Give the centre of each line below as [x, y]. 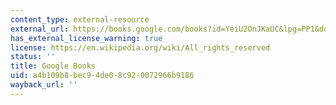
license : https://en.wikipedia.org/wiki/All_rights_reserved [140, 47]
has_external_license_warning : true [86, 38]
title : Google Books [53, 66]
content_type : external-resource [80, 19]
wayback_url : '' [44, 85]
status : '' [33, 57]
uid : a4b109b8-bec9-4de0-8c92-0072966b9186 [102, 76]
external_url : [40, 29]
